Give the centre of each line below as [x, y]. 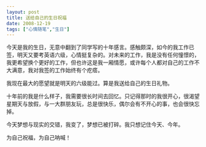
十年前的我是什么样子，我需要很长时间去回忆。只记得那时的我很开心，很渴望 [103, 96]
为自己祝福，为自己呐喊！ [39, 138]
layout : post [23, 12]
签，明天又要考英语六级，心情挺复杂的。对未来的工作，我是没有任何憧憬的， [103, 55]
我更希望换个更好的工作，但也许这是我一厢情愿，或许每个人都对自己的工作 [100, 62]
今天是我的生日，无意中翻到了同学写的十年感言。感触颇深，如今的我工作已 [100, 47]
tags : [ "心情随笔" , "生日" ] [38, 29]
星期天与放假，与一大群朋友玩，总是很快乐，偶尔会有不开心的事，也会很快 [100, 104]
